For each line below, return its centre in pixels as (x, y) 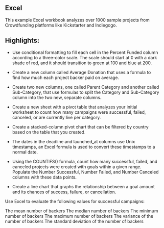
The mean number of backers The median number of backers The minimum (82, 211)
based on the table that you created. (49, 132)
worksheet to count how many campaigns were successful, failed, (79, 112)
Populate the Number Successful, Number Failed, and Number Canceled (85, 172)
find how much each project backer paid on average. (65, 77)
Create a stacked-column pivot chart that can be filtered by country (80, 127)
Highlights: (22, 40)
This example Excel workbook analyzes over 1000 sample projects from (78, 20)
